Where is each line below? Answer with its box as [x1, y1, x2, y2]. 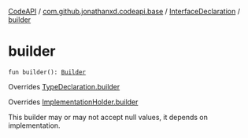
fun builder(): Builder [8, 68, 87, 76]
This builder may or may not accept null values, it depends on [8, 112, 209, 122]
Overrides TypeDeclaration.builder [8, 82, 120, 91]
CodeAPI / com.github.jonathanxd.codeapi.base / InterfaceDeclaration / [8, 7, 240, 16]
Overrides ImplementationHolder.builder [8, 97, 139, 107]
